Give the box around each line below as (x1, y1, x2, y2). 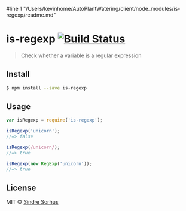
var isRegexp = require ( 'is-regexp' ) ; (6, 117, 103, 123)
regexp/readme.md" (6, 11, 56, 18)
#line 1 (6, 5, 22, 12)
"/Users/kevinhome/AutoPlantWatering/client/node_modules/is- (23, 5, 181, 12)
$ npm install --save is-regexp (6, 85, 87, 91)
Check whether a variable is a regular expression (20, 52, 142, 59)
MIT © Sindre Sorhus (6, 198, 59, 206)
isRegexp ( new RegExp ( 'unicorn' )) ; (6, 160, 93, 166)
